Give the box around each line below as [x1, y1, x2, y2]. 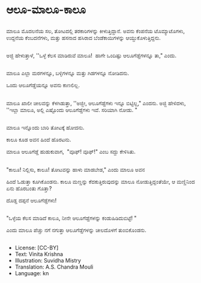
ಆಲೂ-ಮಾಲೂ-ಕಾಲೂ [6, 3, 86, 17]
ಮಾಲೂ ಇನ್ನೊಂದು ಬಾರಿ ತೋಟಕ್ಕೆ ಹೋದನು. [6, 124, 85, 132]
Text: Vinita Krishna [14, 251, 64, 258]
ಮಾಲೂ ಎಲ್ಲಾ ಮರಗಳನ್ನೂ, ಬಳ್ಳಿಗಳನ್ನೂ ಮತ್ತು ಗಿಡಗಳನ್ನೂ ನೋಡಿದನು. [6, 70, 130, 77]
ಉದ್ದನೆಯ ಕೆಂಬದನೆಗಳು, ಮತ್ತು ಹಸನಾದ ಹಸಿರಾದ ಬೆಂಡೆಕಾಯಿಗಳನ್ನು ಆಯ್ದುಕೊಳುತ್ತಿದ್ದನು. [6, 34, 161, 41]
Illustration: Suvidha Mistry [14, 257, 81, 264]
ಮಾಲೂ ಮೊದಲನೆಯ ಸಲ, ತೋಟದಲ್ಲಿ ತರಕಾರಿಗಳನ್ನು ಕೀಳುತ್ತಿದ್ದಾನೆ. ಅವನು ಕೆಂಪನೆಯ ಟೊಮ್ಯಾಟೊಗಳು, [6, 27, 185, 34]
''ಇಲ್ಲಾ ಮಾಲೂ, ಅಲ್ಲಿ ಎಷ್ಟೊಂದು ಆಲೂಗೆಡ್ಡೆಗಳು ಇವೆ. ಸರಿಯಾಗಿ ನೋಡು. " [6, 106, 138, 114]
